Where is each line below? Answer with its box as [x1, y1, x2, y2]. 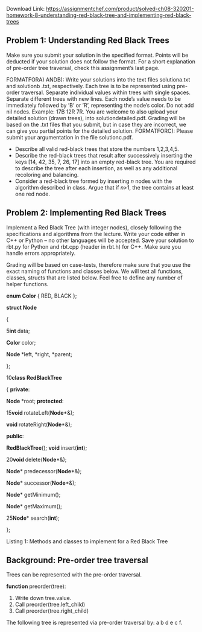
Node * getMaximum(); [6, 502, 62, 509]
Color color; [6, 339, 36, 346]
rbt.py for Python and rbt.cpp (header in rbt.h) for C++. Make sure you [6, 243, 181, 250]
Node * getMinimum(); [6, 491, 61, 498]
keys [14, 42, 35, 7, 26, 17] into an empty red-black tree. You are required [14, 158, 196, 165]
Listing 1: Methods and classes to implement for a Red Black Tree [6, 537, 168, 545]
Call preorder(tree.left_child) [14, 601, 86, 608]
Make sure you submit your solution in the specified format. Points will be [6, 51, 189, 59]
